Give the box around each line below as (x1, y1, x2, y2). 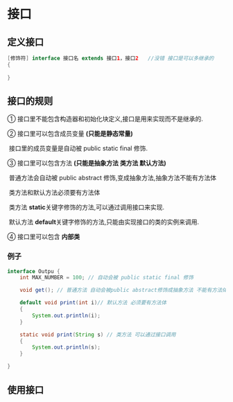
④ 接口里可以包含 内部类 (7, 233, 80, 241)
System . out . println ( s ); (32, 344, 101, 351)
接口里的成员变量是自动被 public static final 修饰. (8, 144, 148, 152)
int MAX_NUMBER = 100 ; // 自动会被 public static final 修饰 (19, 274, 194, 281)
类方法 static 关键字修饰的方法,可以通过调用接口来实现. (8, 203, 165, 211)
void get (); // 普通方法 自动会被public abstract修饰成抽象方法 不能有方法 (19, 287, 223, 294)
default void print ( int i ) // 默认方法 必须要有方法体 (19, 299, 167, 306)
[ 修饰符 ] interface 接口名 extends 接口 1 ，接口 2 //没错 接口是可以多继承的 (7, 55, 214, 62)
